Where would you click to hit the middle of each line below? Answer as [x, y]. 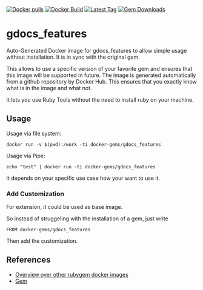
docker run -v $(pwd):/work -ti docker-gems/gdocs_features [84, 144]
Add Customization [35, 194]
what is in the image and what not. [49, 88]
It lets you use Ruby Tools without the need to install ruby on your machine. [100, 99]
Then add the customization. [42, 241]
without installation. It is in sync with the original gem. [73, 57]
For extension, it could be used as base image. [65, 207]
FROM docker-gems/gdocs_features [48, 230]
